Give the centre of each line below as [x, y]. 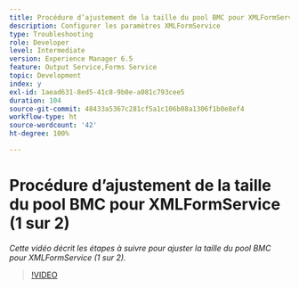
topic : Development [45, 76]
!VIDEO [44, 275]
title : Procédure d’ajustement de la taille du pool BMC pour [127, 17]
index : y [25, 84]
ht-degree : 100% [39, 134]
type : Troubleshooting [51, 34]
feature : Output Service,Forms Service [83, 68]
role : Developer [39, 42]
